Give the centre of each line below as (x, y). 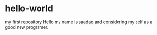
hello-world (29, 9)
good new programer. (27, 27)
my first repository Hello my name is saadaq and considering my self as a (79, 22)
